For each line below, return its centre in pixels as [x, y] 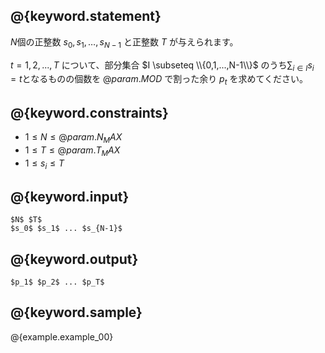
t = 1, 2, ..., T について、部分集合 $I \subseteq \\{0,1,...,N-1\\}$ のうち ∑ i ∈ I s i [162, 66]
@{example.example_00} [62, 336]
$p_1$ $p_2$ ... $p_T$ [57, 282]
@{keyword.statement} [86, 16]
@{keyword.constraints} [89, 112]
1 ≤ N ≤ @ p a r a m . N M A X [73, 138]
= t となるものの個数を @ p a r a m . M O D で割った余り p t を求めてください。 [159, 80]
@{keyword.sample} [76, 312]
